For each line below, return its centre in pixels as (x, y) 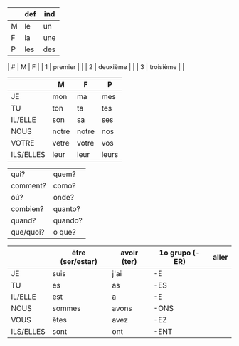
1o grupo (175, 253)
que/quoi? (28, 232)
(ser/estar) (79, 261)
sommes (67, 308)
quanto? (67, 209)
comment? (28, 186)
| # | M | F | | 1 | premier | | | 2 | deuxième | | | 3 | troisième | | (96, 67)
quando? (68, 220)
